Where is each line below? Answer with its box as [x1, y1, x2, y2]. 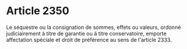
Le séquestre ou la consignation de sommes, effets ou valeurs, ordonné [6, 24, 182, 31]
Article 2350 [6, 4, 70, 18]
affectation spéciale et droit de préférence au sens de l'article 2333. [6, 36, 172, 43]
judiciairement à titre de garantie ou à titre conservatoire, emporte [6, 30, 167, 37]
